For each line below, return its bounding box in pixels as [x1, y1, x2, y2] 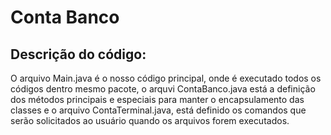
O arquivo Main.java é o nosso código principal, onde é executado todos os [10, 72, 322, 84]
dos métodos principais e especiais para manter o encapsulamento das [10, 94, 305, 105]
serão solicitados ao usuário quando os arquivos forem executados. [10, 115, 290, 126]
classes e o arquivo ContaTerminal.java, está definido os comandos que [10, 104, 307, 116]
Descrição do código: [10, 46, 147, 63]
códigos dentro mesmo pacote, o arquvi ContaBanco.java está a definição [10, 83, 316, 95]
